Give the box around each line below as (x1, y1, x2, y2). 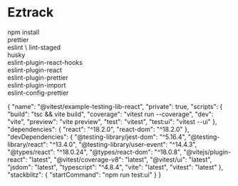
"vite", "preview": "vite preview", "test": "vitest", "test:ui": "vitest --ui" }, (7, 117, 217, 125)
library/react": (7, 140, 48, 148)
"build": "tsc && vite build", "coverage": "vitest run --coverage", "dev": (7, 110, 214, 118)
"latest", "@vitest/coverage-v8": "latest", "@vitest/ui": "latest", (29, 155, 212, 164)
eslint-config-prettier (7, 88, 69, 97)
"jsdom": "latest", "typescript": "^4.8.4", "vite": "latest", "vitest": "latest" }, (7, 162, 224, 171)
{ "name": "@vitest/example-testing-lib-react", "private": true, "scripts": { (7, 102, 223, 110)
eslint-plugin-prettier (7, 73, 69, 82)
